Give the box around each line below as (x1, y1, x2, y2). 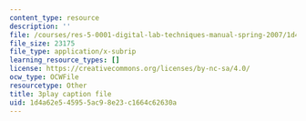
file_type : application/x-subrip (9, 47, 137, 56)
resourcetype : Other (9, 81, 88, 90)
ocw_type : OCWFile (9, 73, 79, 82)
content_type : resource (9, 13, 100, 23)
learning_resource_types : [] (9, 55, 120, 65)
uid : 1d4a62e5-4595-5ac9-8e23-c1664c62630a (9, 97, 178, 107)
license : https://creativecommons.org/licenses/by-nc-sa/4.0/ (9, 65, 250, 74)
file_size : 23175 (9, 38, 76, 48)
